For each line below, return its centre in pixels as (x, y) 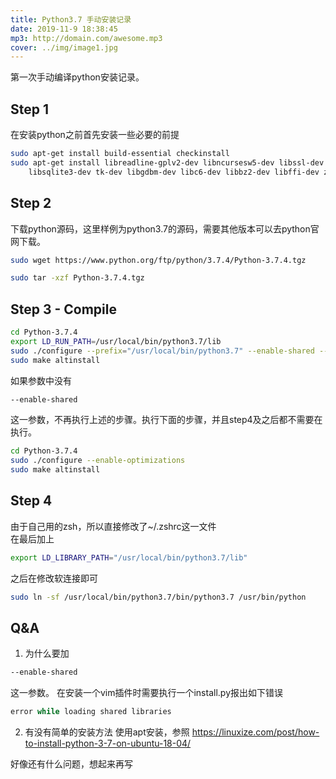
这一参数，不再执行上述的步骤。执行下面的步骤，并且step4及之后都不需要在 (166, 420)
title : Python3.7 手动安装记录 (71, 19)
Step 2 (31, 203)
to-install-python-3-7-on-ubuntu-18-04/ (108, 743)
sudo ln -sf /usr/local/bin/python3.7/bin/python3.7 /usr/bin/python (158, 597)
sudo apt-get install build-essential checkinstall (120, 154)
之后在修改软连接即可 (54, 578)
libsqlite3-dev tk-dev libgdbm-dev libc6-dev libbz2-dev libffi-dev (174, 172)
